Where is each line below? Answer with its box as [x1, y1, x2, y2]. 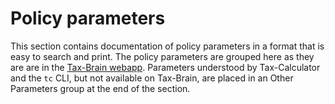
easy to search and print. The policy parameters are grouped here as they [10, 50, 315, 62]
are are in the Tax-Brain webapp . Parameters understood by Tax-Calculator [10, 61, 321, 73]
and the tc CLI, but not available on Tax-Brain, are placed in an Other [10, 72, 294, 84]
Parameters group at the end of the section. [10, 82, 191, 94]
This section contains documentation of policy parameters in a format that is [10, 40, 325, 52]
